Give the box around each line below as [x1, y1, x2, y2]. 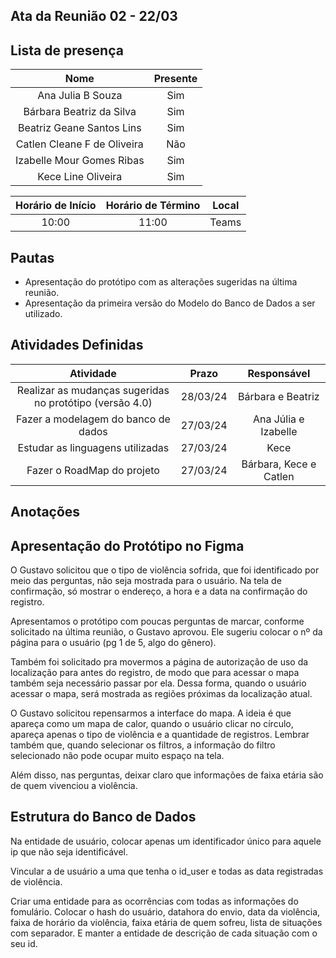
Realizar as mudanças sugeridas [16, 383, 170, 397]
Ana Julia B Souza [37, 89, 123, 103]
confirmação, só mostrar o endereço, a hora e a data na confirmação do [10, 585, 308, 598]
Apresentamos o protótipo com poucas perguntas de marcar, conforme [10, 615, 305, 628]
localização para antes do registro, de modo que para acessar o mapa [10, 667, 300, 679]
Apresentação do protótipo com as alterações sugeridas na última [24, 276, 298, 288]
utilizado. [24, 308, 63, 320]
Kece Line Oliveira [37, 170, 123, 184]
